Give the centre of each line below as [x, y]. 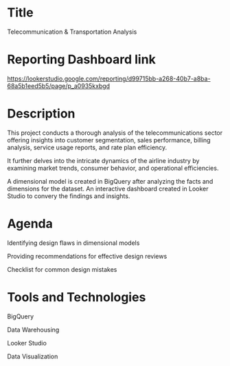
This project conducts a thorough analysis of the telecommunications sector [115, 133]
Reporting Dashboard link [81, 60]
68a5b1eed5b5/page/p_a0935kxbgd [59, 86]
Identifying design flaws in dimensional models [73, 243]
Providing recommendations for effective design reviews [87, 256]
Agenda [30, 224]
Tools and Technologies [77, 297]
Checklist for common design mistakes [62, 269]
